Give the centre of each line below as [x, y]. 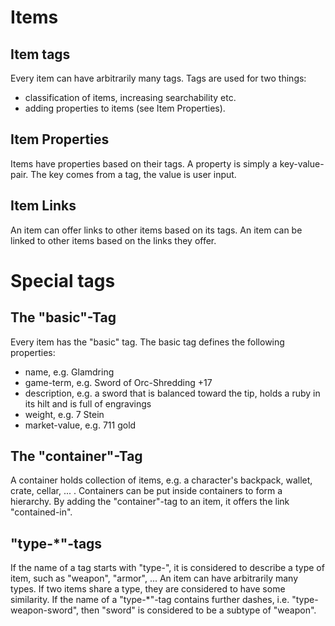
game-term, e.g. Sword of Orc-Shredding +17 [118, 382]
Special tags [63, 280]
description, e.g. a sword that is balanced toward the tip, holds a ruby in [172, 393]
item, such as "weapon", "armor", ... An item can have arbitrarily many [154, 578]
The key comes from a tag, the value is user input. [133, 174]
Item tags [40, 54]
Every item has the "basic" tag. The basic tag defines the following [147, 342]
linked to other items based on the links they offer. [113, 240]
